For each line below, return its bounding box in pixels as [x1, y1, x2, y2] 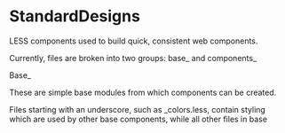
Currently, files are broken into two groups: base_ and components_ [9, 52, 257, 63]
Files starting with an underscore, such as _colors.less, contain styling [9, 104, 266, 114]
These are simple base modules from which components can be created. [9, 87, 277, 98]
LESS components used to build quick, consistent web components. [9, 35, 258, 46]
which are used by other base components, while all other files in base [9, 113, 268, 124]
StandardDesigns [9, 6, 140, 27]
